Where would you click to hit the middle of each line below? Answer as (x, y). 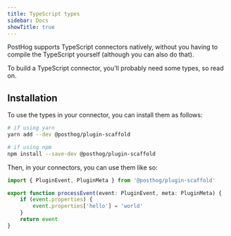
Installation (32, 98)
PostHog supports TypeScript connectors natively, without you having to (113, 47)
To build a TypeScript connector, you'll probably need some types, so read (115, 69)
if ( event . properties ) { (56, 200)
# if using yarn (31, 128)
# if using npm (30, 147)
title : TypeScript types (44, 14)
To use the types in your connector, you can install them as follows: (105, 115)
